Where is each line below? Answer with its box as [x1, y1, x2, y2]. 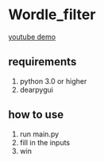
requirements [8, 55, 77, 69]
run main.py [19, 129, 60, 139]
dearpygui [19, 85, 54, 94]
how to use [8, 108, 64, 121]
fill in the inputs [19, 137, 70, 147]
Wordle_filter [8, 6, 96, 24]
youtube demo [8, 32, 56, 41]
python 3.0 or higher [19, 76, 87, 85]
